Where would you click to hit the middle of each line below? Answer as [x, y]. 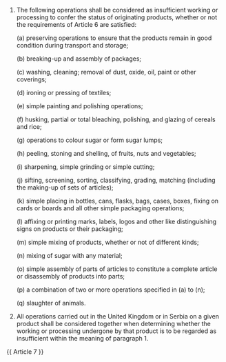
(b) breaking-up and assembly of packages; [79, 59]
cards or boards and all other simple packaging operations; [100, 208]
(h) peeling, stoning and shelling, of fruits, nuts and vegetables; [106, 153]
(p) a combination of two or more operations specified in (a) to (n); [111, 290]
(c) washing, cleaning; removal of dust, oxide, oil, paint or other [106, 72]
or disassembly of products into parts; [71, 276]
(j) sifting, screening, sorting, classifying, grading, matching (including [116, 180]
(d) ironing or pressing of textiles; [64, 93]
